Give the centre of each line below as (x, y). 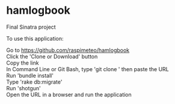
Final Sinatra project (31, 27)
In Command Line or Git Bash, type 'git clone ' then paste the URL (88, 69)
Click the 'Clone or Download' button (52, 56)
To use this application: (35, 38)
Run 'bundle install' (30, 75)
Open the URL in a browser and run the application (69, 94)
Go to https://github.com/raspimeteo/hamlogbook (68, 50)
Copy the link (23, 63)
